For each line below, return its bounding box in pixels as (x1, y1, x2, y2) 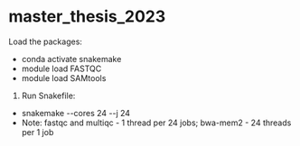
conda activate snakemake (21, 53, 122, 64)
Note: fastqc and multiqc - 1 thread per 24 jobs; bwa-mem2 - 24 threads (21, 117, 292, 128)
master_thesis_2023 (8, 6, 166, 27)
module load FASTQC (21, 63, 102, 74)
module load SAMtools (21, 72, 107, 83)
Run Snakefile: (21, 90, 76, 101)
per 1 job (21, 126, 54, 137)
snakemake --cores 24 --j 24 (21, 107, 131, 118)
